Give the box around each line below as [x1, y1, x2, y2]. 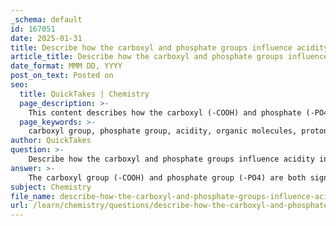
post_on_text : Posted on [10, 71, 114, 81]
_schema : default [10, 14, 83, 25]
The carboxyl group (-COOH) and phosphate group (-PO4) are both [28, 172, 307, 183]
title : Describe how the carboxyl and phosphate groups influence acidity [10, 42, 329, 53]
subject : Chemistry [10, 182, 92, 192]
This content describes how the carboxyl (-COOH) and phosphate [28, 107, 302, 118]
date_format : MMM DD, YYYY [10, 61, 123, 71]
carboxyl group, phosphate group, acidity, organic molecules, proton [28, 126, 329, 136]
